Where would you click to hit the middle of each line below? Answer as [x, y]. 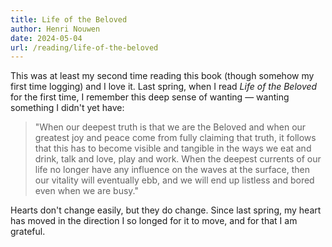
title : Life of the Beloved [69, 19]
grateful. [28, 232]
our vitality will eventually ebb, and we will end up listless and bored [174, 180]
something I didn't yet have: [67, 108]
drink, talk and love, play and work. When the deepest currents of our [178, 159]
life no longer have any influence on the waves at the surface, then [172, 170]
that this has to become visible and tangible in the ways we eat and [173, 148]
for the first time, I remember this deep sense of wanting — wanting [150, 97]
